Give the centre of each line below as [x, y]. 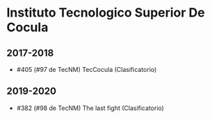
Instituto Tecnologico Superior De [106, 13]
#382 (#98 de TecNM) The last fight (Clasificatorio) [90, 108]
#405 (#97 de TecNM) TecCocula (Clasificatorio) [87, 70]
